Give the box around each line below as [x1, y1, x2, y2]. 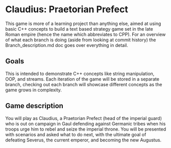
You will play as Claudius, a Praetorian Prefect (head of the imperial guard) [5, 115, 162, 121]
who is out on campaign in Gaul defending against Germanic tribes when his [5, 120, 166, 127]
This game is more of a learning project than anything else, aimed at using [5, 20, 161, 27]
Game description [5, 102, 64, 110]
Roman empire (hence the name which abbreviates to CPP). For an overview [5, 31, 166, 37]
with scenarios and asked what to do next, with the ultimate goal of [5, 131, 146, 137]
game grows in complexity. [5, 87, 62, 93]
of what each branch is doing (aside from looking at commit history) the [5, 37, 156, 43]
